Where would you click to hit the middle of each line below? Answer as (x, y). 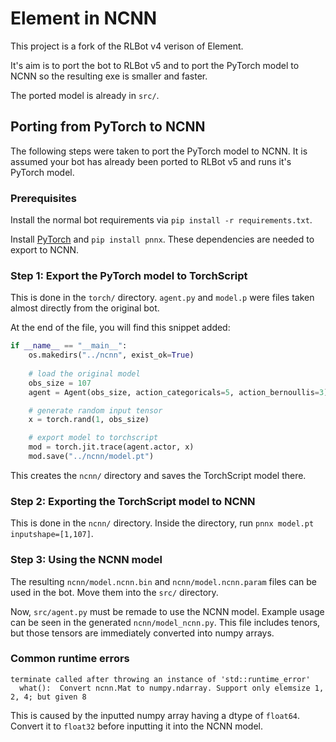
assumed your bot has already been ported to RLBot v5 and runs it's (151, 161)
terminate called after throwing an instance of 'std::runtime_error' (160, 679)
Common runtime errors (70, 659)
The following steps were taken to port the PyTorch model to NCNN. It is (159, 151)
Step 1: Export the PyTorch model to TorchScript (129, 275)
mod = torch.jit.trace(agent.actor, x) (111, 447)
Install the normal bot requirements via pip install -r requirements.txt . (161, 220)
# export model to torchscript (93, 438)
